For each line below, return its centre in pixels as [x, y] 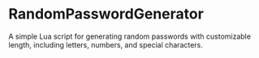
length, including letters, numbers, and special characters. [106, 44]
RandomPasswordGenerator [106, 14]
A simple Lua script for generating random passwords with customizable [130, 36]
